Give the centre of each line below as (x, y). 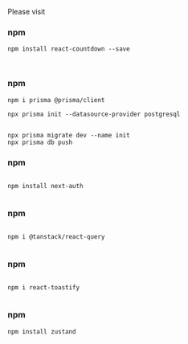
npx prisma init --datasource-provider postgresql (94, 114)
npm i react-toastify (44, 288)
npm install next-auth (45, 186)
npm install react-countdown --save (69, 49)
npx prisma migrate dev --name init (69, 135)
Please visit (27, 12)
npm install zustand (42, 332)
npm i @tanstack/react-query (56, 237)
